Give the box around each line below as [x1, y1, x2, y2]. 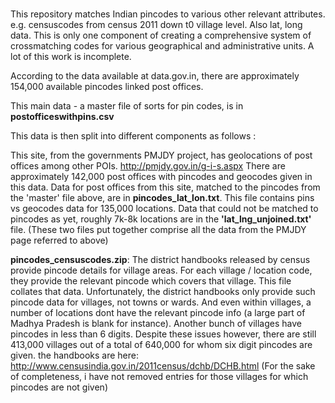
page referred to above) [10, 234, 109, 247]
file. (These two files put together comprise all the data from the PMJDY [10, 224, 307, 236]
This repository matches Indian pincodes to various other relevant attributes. [10, 8, 326, 20]
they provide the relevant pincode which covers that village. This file [10, 275, 292, 287]
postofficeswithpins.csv [10, 111, 115, 123]
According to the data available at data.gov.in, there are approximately [10, 70, 300, 82]
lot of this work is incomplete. [10, 51, 132, 63]
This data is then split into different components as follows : [10, 130, 257, 142]
